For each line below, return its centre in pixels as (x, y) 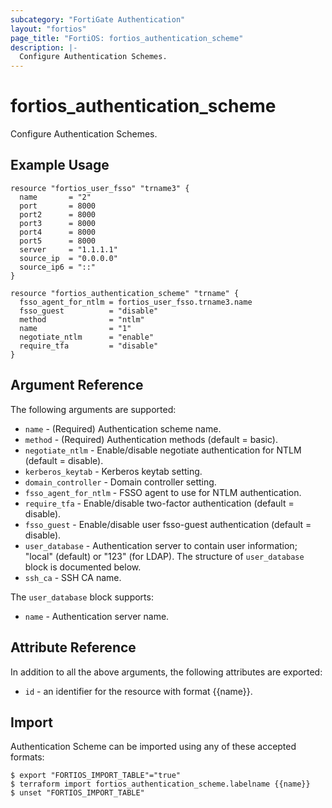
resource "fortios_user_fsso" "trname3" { (100, 188)
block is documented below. (83, 567)
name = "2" (55, 197)
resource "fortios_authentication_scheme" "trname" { (125, 293)
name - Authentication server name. (97, 616)
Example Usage (60, 165)
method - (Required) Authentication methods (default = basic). (151, 439)
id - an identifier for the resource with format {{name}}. (138, 691)
